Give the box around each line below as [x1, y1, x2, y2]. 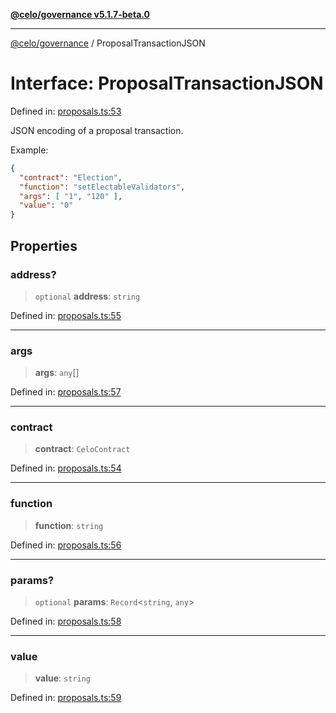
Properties [10, 237, 78, 254]
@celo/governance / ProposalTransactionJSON [10, 37, 206, 49]
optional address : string [34, 290, 141, 302]
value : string [34, 672, 91, 684]
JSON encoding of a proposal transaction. [10, 124, 184, 136]
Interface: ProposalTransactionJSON [10, 72, 324, 95]
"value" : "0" [19, 200, 74, 211]
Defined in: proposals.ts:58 [10, 615, 122, 628]
